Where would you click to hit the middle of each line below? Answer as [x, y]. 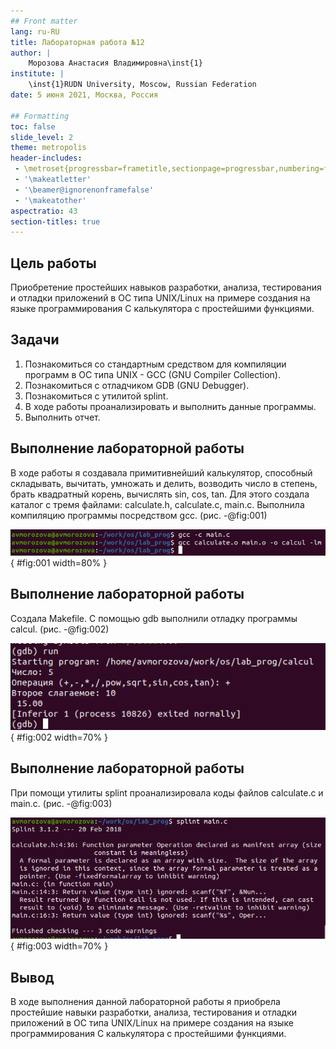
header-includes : [46, 158]
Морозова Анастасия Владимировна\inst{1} [115, 63]
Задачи [35, 340]
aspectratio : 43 [44, 211]
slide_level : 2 [42, 137]
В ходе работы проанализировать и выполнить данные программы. [170, 406]
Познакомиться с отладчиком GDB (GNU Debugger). [137, 385]
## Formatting [40, 116]
